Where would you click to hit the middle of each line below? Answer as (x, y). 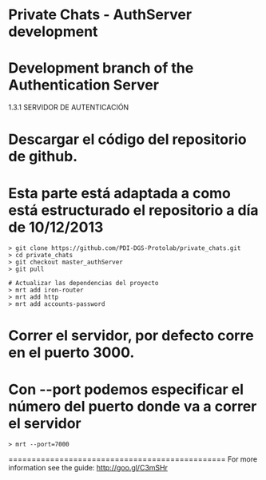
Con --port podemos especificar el (126, 389)
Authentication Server (84, 85)
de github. (43, 157)
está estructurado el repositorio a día (133, 210)
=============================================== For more (133, 459)
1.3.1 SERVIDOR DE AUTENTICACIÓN (69, 107)
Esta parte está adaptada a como (120, 193)
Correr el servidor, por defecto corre (131, 336)
